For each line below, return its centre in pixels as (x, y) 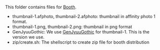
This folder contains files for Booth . (41, 7)
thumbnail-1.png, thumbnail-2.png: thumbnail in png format (72, 27)
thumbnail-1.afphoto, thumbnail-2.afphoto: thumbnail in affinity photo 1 (84, 16)
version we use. (28, 37)
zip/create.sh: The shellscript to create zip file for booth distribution (81, 42)
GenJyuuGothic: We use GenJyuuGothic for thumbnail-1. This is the (81, 32)
